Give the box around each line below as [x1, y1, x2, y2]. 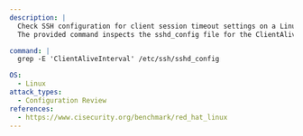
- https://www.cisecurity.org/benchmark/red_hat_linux [17, 113, 228, 122]
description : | [9, 13, 67, 23]
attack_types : [9, 87, 63, 96]
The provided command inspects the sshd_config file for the [17, 30, 252, 39]
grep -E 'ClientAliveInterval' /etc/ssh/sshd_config [17, 55, 220, 64]
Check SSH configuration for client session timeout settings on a [17, 22, 277, 31]
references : [9, 104, 54, 113]
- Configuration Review [17, 95, 106, 104]
